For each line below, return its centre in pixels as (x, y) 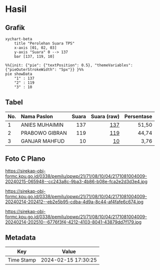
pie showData (19, 74)
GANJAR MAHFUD (43, 141)
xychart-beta (19, 39)
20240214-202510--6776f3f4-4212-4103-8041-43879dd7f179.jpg (73, 222)
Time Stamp (22, 260)
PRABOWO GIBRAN (44, 133)
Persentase (138, 116)
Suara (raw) (105, 116)
